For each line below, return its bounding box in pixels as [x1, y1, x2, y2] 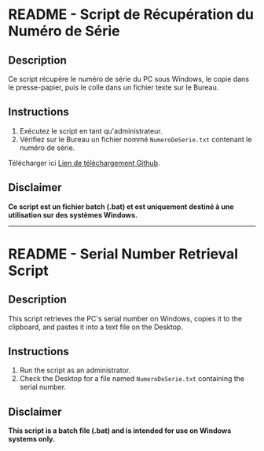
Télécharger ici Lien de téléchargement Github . [8, 158, 160, 167]
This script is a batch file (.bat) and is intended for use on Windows [8, 426, 232, 435]
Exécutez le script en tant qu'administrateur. [19, 126, 163, 135]
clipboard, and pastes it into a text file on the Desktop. [8, 322, 183, 332]
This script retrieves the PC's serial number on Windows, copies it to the [8, 313, 242, 323]
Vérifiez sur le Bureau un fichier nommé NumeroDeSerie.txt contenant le [19, 134, 252, 144]
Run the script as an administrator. [19, 365, 131, 375]
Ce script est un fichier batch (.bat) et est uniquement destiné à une [8, 202, 234, 211]
